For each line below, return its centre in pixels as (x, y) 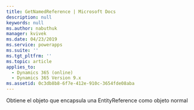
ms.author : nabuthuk (32, 28)
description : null (29, 17)
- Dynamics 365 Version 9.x (47, 78)
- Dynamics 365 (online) (42, 73)
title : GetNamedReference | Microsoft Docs (61, 12)
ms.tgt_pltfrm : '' (29, 56)
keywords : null (25, 23)
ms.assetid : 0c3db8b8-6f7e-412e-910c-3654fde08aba (70, 84)
